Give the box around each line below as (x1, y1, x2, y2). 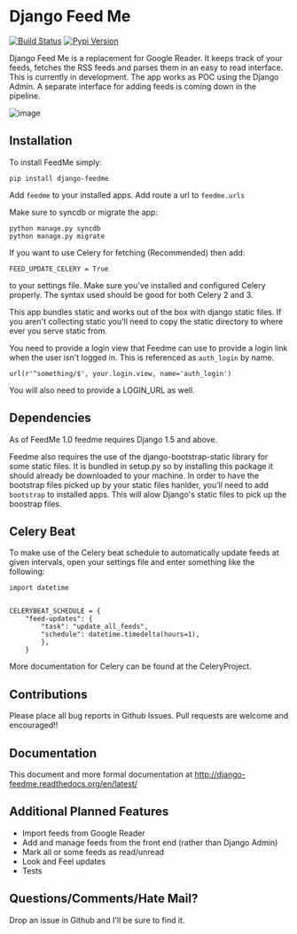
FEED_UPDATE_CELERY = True (9, 264, 109, 273)
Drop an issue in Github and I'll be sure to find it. (9, 914, 185, 925)
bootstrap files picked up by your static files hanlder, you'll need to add (9, 479, 269, 490)
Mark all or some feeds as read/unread (21, 846, 165, 857)
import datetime (9, 584, 69, 593)
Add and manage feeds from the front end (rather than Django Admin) (21, 836, 278, 848)
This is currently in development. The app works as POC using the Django (9, 71, 279, 82)
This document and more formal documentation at (9, 769, 193, 780)
